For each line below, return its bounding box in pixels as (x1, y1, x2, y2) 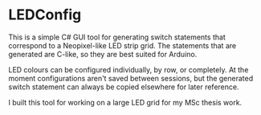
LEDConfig (8, 6, 82, 24)
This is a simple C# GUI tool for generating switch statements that (8, 32, 226, 42)
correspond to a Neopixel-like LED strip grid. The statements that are (8, 40, 237, 50)
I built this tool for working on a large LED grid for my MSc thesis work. (8, 97, 243, 107)
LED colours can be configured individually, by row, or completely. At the (8, 64, 249, 74)
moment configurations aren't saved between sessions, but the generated (8, 73, 254, 83)
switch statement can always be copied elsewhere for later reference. (8, 82, 239, 92)
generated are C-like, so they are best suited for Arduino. (8, 49, 198, 59)
